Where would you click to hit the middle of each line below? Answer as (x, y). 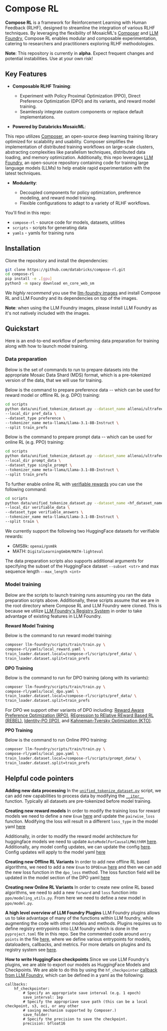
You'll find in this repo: (28, 212)
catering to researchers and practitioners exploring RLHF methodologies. (80, 43)
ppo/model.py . (19, 903)
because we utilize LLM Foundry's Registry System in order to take (74, 611)
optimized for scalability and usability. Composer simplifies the (69, 141)
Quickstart (22, 329)
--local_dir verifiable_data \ (38, 508)
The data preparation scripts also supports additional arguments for (75, 561)
